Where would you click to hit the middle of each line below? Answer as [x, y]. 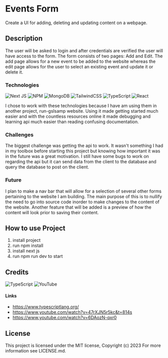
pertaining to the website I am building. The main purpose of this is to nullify [84, 196]
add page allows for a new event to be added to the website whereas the [80, 61]
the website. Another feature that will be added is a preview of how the [78, 207]
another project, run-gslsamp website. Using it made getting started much [82, 111]
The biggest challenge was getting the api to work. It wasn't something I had [84, 146]
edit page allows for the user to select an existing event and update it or [79, 66]
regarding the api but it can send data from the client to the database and [81, 162]
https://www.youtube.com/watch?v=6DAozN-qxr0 [64, 318]
